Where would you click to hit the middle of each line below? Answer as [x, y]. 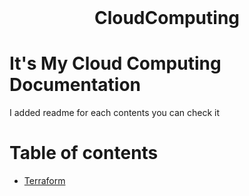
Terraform [44, 180]
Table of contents [84, 153]
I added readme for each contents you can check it [115, 112]
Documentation [75, 85]
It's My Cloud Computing [115, 63]
